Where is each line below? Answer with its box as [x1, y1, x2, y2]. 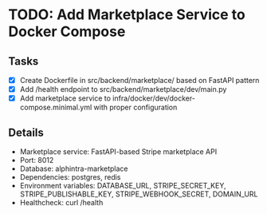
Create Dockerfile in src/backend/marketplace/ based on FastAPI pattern [19, 76, 260, 85]
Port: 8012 [19, 156, 54, 164]
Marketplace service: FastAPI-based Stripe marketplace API [19, 147, 218, 157]
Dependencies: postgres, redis [19, 172, 121, 181]
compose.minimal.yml [19, 102, 92, 113]
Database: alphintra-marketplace [19, 164, 128, 173]
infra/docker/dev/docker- [112, 93, 195, 103]
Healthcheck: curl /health [19, 198, 104, 207]
